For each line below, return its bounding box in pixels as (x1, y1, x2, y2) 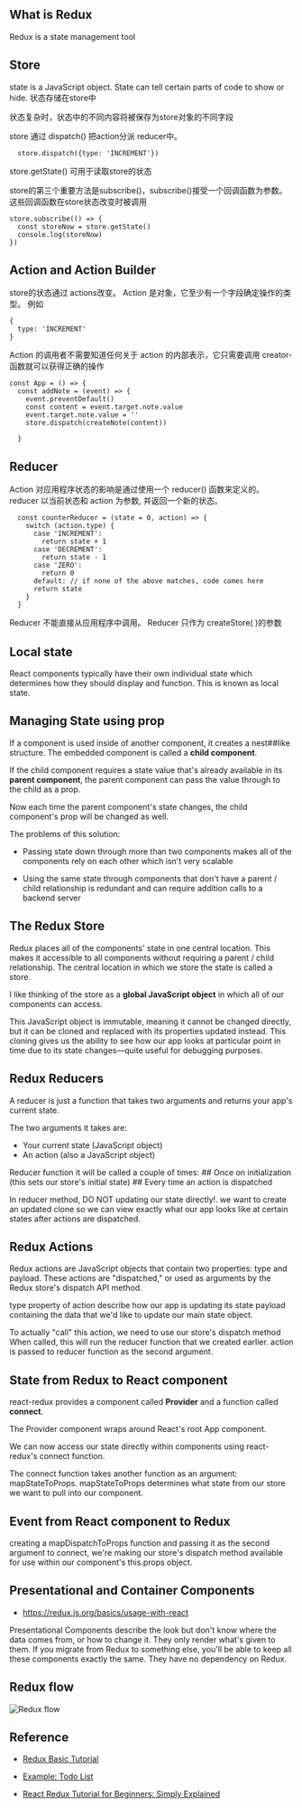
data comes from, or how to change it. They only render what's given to (9, 1634, 276, 1644)
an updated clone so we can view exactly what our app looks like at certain (9, 1203, 288, 1214)
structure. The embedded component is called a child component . (9, 747, 258, 758)
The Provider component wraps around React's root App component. (9, 1424, 267, 1435)
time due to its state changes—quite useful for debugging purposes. (9, 1044, 263, 1056)
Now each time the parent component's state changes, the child (9, 801, 248, 812)
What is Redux (9, 7, 93, 23)
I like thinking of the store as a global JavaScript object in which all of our (9, 989, 285, 1000)
